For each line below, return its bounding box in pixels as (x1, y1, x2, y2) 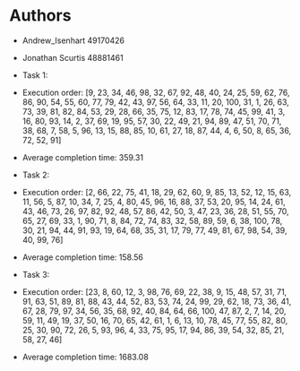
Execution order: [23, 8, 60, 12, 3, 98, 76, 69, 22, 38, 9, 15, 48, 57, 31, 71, (21, 286, 287, 297)
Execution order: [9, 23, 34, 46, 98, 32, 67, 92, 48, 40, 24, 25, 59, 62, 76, (21, 87, 290, 98)
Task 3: (21, 269, 50, 280)
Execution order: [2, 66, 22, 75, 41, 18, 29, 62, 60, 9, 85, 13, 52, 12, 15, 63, (21, 186, 292, 197)
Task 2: (21, 169, 50, 180)
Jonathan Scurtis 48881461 (21, 52, 124, 63)
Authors (9, 5, 72, 26)
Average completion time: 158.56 (21, 252, 143, 263)
